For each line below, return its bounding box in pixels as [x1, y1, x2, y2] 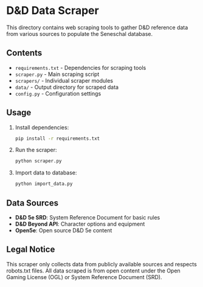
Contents [6, 48, 43, 58]
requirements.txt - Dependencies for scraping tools [15, 64, 146, 71]
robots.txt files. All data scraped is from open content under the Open [6, 267, 181, 274]
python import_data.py [15, 181, 73, 187]
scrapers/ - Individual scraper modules [15, 77, 114, 84]
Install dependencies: [15, 123, 69, 131]
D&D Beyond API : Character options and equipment [15, 220, 145, 227]
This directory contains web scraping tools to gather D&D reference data [6, 24, 188, 31]
